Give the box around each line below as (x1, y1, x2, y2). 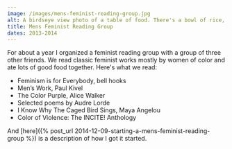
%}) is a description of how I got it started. (25, 134, 147, 143)
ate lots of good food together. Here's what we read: (7, 63, 158, 71)
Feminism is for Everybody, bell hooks (17, 77, 126, 85)
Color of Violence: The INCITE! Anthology (17, 114, 137, 122)
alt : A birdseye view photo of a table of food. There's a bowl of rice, (7, 17, 226, 24)
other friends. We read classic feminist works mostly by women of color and (7, 56, 226, 64)
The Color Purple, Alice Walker (17, 91, 106, 100)
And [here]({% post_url (7, 127, 74, 135)
